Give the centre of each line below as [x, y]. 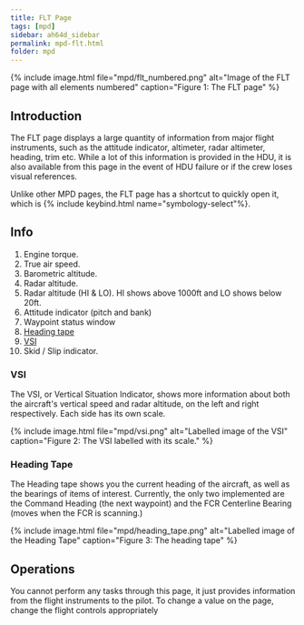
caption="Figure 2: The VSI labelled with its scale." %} [112, 441]
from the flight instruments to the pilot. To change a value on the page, [142, 600]
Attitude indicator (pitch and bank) [88, 312]
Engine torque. [51, 254]
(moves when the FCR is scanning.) [77, 513]
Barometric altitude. [60, 273]
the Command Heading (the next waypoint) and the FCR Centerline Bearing [151, 504]
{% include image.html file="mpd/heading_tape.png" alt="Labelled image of [153, 531]
